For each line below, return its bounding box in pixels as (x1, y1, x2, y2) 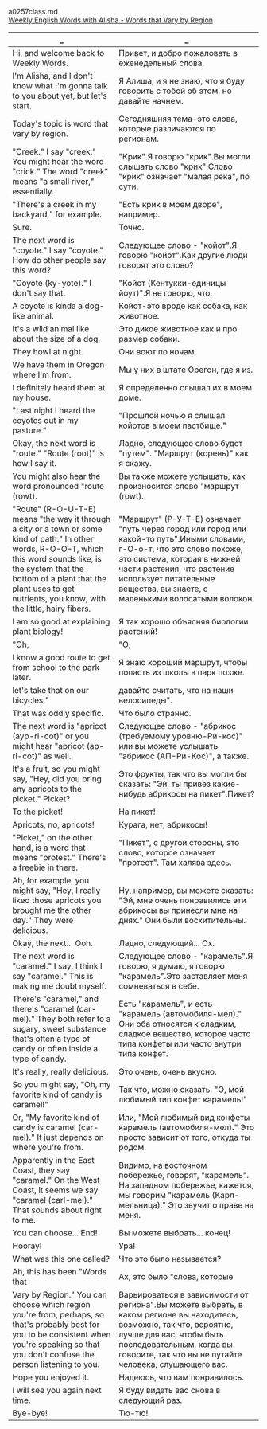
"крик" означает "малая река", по (118, 171, 250, 182)
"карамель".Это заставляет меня (118, 971, 248, 981)
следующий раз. (118, 1395, 183, 1405)
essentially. (12, 186, 55, 197)
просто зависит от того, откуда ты (118, 1132, 250, 1142)
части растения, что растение (118, 563, 235, 574)
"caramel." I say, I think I (12, 961, 103, 971)
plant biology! (12, 626, 64, 636)
